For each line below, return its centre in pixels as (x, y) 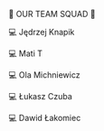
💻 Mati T (25, 53)
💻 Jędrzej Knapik (42, 32)
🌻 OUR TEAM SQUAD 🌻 (52, 14)
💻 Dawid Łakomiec (45, 118)
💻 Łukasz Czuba (41, 96)
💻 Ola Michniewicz (44, 75)
